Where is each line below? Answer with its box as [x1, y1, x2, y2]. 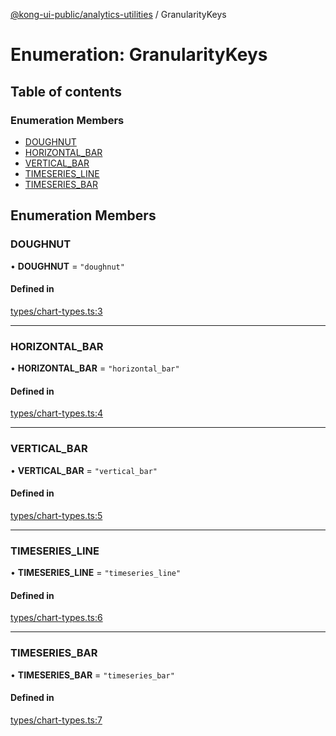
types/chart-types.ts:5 [10, 509, 103, 521]
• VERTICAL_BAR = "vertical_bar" [10, 464, 158, 476]
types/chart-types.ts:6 [10, 612, 103, 624]
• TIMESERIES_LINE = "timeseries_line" [10, 567, 182, 579]
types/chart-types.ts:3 [10, 305, 103, 317]
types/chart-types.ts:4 [10, 407, 104, 419]
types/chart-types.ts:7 [10, 714, 103, 726]
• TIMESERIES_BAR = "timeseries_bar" [10, 669, 175, 681]
